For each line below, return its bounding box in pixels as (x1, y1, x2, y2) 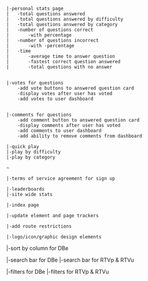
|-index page (6, 202, 39, 208)
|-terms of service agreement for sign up (6, 175, 115, 181)
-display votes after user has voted (17, 90, 113, 96)
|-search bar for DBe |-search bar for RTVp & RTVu (6, 256, 135, 263)
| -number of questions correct (6, 27, 94, 33)
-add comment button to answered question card (17, 117, 140, 123)
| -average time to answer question (6, 53, 115, 59)
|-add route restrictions (6, 223, 72, 229)
